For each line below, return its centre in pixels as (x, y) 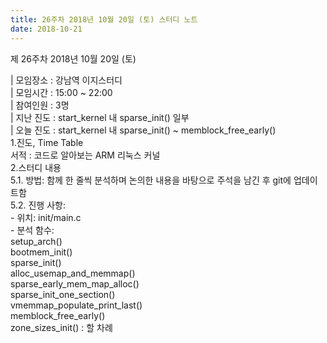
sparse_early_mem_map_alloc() (75, 283)
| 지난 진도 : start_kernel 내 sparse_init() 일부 (100, 117)
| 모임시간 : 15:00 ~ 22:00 (61, 92)
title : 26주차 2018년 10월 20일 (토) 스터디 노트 (104, 19)
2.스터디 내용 (36, 167)
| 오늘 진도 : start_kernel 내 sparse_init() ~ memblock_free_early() (143, 130)
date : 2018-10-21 (46, 29)
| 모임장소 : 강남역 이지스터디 (66, 80)
